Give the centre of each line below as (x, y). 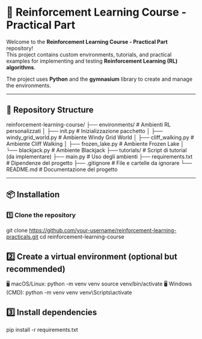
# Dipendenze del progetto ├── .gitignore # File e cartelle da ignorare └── (99, 163)
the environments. (29, 85)
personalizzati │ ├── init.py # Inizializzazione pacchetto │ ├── (85, 131)
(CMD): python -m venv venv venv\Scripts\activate (69, 293)
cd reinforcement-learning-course (82, 237)
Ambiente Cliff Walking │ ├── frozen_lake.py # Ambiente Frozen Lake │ (95, 143)
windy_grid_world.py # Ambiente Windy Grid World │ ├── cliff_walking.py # (100, 137)
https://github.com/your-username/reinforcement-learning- (103, 231)
